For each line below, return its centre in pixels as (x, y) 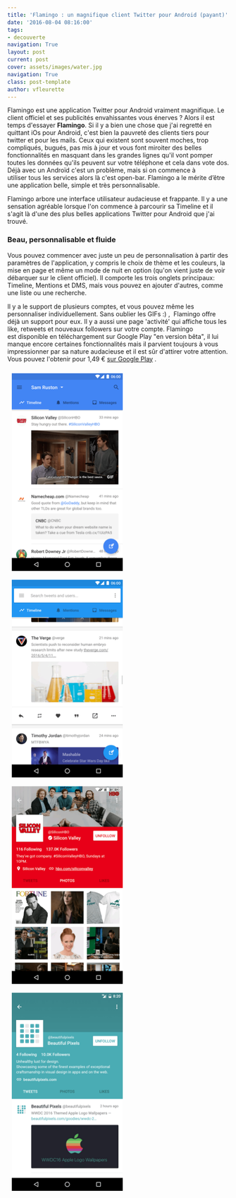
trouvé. (18, 222)
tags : (15, 30)
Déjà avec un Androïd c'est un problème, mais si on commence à (101, 170)
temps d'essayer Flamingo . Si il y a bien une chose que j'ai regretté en (110, 125)
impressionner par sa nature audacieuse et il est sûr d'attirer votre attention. (118, 351)
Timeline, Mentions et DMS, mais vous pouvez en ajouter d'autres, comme (115, 285)
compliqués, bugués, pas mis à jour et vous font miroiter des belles (105, 148)
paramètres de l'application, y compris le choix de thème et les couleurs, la (116, 263)
